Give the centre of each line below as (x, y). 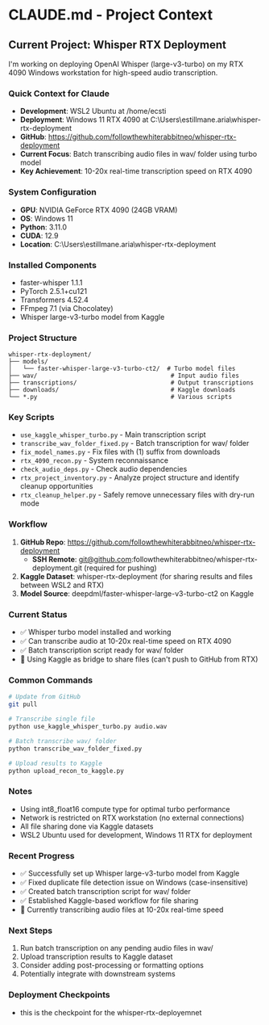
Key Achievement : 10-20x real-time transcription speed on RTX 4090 (136, 171)
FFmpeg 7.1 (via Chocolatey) (67, 308)
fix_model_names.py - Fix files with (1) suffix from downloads (120, 452)
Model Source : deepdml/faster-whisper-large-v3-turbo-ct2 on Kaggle (137, 593)
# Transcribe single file (52, 719)
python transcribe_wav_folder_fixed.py (75, 749)
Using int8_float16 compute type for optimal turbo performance (125, 809)
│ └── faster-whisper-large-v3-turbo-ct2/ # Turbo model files (122, 369)
